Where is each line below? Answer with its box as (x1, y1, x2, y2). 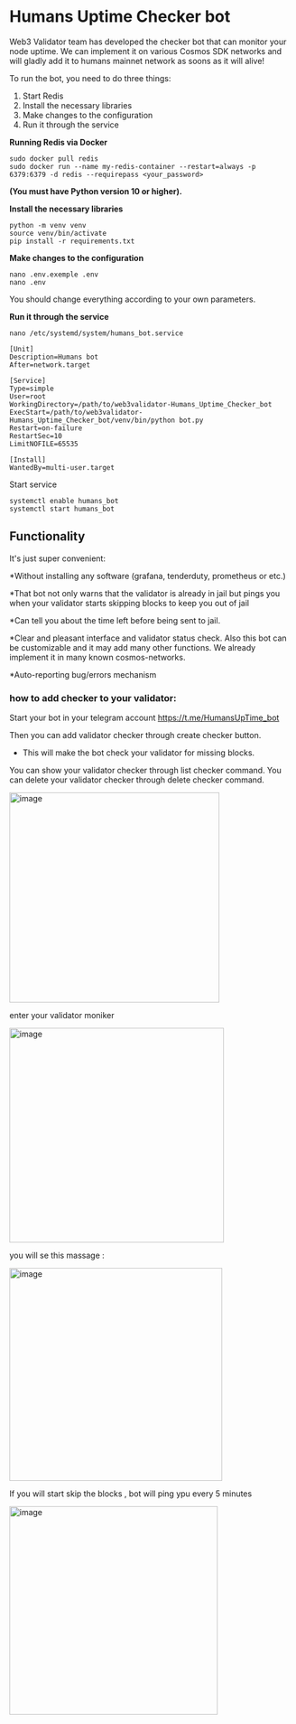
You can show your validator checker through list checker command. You (9, 765, 282, 776)
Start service (9, 479, 57, 490)
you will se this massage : (9, 1250, 106, 1261)
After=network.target (9, 360, 91, 370)
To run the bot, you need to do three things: (9, 72, 171, 83)
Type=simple (9, 384, 54, 393)
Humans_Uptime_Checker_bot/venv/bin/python (9, 416, 176, 425)
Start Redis (22, 90, 64, 101)
